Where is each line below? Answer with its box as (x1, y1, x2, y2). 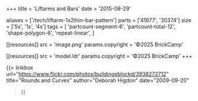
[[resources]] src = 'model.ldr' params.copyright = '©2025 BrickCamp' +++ (6, 53, 193, 59)
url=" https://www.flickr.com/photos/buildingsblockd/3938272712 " (6, 71, 169, 77)
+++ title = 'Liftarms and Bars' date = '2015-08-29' (6, 5, 131, 12)
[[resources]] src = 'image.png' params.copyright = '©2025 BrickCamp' (6, 41, 184, 48)
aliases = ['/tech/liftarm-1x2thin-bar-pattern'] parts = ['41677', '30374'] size (6, 17, 192, 23)
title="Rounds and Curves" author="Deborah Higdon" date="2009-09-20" (6, 77, 190, 84)
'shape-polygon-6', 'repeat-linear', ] (6, 29, 94, 36)
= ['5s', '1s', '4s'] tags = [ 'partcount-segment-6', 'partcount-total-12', (6, 23, 176, 30)
